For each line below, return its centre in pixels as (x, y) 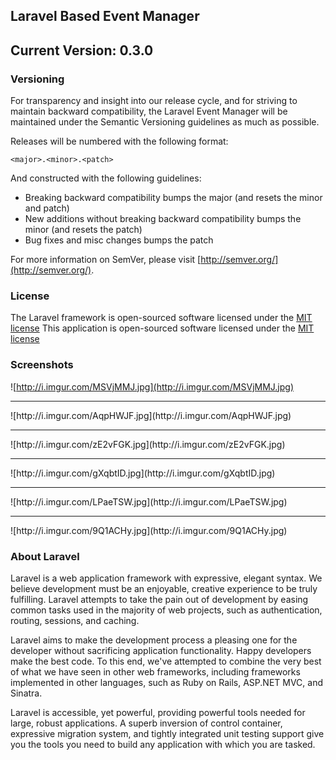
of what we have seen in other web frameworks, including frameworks (155, 671)
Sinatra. (26, 693)
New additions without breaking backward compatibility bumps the (163, 219)
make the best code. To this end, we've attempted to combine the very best (166, 661)
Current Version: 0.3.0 (82, 50)
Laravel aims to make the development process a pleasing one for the (154, 640)
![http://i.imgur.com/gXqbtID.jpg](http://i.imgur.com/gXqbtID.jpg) (143, 473)
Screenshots (42, 365)
